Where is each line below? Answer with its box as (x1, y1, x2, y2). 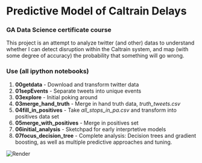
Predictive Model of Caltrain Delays (6, 4, 187, 18)
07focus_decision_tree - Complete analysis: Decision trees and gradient (14, 132, 197, 139)
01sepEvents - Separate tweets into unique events (14, 87, 142, 94)
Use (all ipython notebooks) (6, 67, 89, 76)
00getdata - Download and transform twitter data (14, 81, 139, 88)
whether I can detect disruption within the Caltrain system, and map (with (6, 46, 189, 53)
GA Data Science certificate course (6, 26, 112, 34)
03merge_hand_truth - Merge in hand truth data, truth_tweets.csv (14, 100, 181, 107)
